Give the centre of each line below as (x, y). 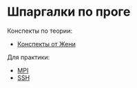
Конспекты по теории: (40, 31)
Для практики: (29, 57)
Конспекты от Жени (46, 44)
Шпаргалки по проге (69, 12)
